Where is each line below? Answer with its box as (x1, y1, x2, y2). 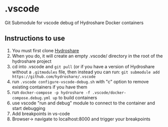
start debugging (12, 105, 46, 111)
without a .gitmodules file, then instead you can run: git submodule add (12, 69, 160, 75)
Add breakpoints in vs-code (12, 110, 70, 116)
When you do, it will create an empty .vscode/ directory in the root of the (12, 53, 163, 59)
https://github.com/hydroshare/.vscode (12, 74, 96, 79)
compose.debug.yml (12, 95, 51, 100)
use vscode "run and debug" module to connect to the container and (12, 100, 155, 106)
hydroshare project (12, 58, 52, 64)
